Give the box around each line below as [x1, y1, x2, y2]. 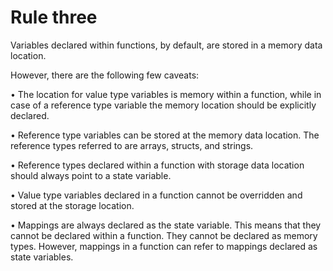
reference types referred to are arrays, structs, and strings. [10, 139, 254, 151]
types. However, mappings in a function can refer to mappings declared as [10, 240, 318, 252]
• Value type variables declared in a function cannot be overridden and [10, 189, 303, 201]
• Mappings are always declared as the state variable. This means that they [10, 219, 322, 231]
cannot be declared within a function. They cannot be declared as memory [10, 229, 318, 241]
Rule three [10, 6, 98, 29]
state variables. [10, 251, 74, 263]
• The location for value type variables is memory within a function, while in [10, 88, 322, 100]
